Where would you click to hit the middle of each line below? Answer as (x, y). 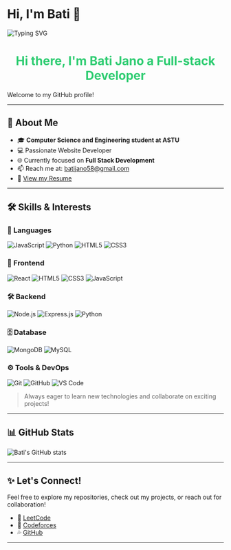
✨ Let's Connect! (44, 481)
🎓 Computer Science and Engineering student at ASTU (98, 140)
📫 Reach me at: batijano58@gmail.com (73, 168)
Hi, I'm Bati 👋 (44, 14)
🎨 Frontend (26, 263)
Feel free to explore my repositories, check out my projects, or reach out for (114, 497)
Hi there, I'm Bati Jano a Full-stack (115, 61)
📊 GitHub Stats (41, 432)
